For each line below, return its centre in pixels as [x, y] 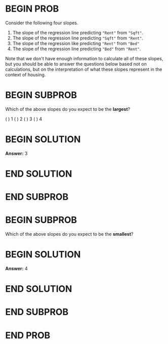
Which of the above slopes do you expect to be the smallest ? [69, 234]
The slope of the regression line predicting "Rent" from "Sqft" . [78, 32]
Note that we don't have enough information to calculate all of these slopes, [84, 58]
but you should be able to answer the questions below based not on [76, 64]
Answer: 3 [16, 153]
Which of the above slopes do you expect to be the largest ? [68, 109]
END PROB [28, 335]
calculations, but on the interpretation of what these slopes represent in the [84, 69]
